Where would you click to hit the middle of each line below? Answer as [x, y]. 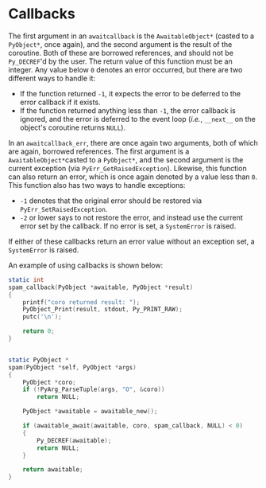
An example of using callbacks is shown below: [86, 265]
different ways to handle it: [52, 78]
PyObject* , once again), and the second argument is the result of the [120, 44]
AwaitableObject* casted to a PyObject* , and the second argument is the [126, 159]
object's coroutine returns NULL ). [72, 127]
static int [26, 279]
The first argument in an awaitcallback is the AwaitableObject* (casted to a [131, 36]
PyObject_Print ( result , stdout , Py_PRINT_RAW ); [102, 310]
